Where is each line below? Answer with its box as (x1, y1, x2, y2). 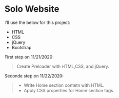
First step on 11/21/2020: (4, 54, 54, 59)
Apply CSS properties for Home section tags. (23, 87, 115, 93)
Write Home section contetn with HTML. (23, 82, 105, 88)
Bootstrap (11, 44, 32, 50)
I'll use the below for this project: (4, 20, 71, 25)
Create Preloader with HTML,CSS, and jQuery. (16, 63, 109, 69)
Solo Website (4, 3, 59, 15)
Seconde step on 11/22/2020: (4, 73, 64, 78)
